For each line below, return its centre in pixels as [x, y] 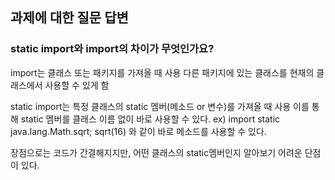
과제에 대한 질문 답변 [69, 18]
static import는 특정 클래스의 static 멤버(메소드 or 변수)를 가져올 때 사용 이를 [160, 106]
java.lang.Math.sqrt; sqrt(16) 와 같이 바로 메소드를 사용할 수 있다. [138, 131]
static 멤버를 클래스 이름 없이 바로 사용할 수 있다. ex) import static [150, 119]
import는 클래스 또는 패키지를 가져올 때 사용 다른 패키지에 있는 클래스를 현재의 [162, 72]
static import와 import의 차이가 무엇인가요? [112, 49]
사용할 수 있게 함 [77, 85]
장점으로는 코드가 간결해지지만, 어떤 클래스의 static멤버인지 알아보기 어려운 [156, 152]
